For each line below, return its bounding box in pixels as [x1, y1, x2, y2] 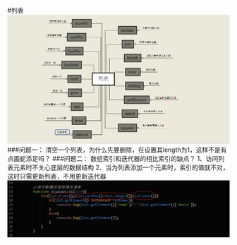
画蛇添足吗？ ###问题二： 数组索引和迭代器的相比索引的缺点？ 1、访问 [13, 154, 219, 162]
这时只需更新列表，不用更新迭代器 [7, 172, 107, 180]
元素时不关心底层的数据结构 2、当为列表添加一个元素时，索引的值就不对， [13, 163, 229, 172]
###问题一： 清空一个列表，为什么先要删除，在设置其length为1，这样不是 [7, 145, 221, 154]
